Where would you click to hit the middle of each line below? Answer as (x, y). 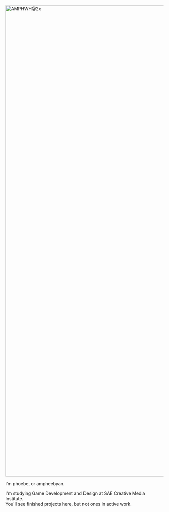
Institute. (14, 499)
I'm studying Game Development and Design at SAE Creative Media (75, 493)
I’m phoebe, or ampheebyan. (35, 483)
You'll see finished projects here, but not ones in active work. (68, 504)
